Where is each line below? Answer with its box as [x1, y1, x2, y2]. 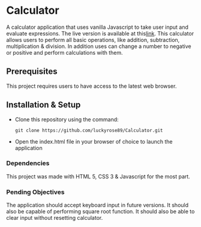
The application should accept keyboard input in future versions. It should [6, 202, 189, 209]
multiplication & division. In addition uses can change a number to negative [6, 43, 191, 50]
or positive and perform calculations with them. [6, 49, 123, 56]
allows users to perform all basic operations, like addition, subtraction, [6, 36, 180, 43]
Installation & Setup [6, 100, 81, 110]
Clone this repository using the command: [14, 115, 119, 123]
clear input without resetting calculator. [6, 214, 103, 222]
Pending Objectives [6, 187, 65, 196]
